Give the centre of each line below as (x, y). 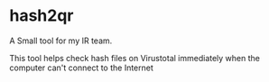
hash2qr (42, 16)
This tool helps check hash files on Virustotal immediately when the (134, 58)
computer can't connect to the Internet (81, 68)
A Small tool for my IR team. (61, 41)
